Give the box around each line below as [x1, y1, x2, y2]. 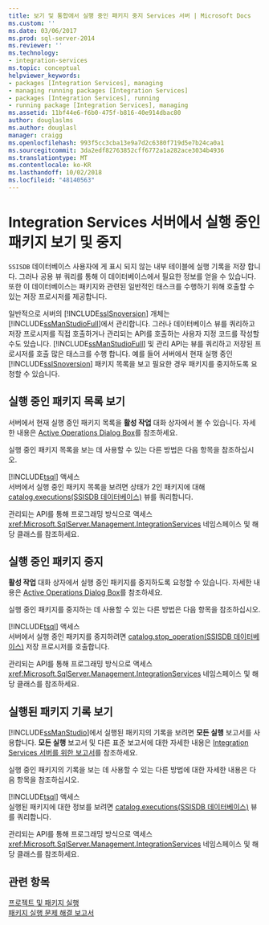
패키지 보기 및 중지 [8, 234, 122, 252]
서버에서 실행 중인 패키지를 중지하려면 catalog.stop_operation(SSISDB [8, 632, 232, 641]
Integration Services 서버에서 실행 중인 [8, 214, 261, 231]
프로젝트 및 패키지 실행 [8, 898, 79, 908]
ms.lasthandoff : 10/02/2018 [8, 169, 103, 177]
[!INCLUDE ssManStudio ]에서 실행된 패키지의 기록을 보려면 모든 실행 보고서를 [8, 728, 252, 738]
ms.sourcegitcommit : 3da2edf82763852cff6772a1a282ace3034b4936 [8, 146, 225, 154]
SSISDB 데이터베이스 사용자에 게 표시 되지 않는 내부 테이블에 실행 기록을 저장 [8, 261, 247, 271]
